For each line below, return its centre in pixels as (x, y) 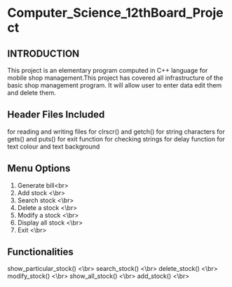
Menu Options (39, 168)
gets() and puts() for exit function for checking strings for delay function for (116, 139)
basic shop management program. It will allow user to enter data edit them (115, 85)
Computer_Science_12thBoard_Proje (116, 13)
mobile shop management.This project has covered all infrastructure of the (115, 78)
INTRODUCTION (43, 54)
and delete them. (32, 93)
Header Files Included (56, 114)
